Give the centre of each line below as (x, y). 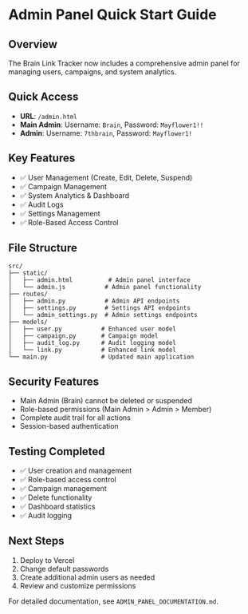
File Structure (43, 248)
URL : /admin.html (48, 116)
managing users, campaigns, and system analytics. (93, 72)
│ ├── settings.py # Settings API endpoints (100, 308)
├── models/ (28, 322)
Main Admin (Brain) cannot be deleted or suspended (106, 401)
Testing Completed (57, 452)
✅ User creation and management (76, 471)
